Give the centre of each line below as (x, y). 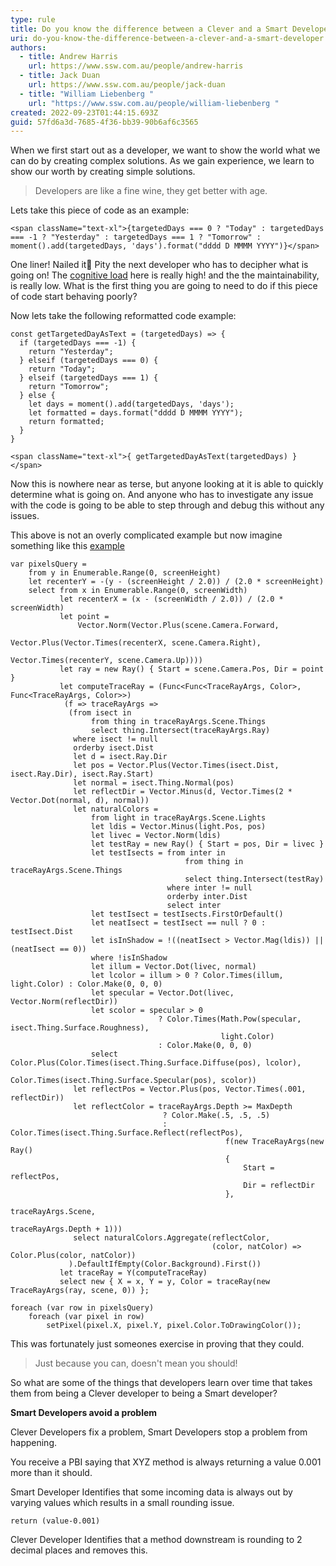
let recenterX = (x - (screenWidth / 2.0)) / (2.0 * (171, 599)
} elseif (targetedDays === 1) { (89, 378)
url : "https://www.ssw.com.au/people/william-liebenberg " (154, 103)
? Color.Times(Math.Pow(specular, (230, 1019)
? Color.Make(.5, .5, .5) (216, 1116)
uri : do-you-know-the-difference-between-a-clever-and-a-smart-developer (167, 38)
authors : (28, 47)
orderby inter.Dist (207, 897)
